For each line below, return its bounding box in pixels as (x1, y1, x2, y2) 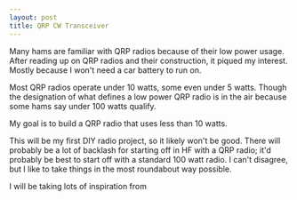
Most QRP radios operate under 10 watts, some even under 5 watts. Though (9, 82, 287, 92)
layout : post (9, 12, 58, 22)
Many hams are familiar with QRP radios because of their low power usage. (9, 45, 285, 56)
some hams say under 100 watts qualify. (9, 100, 157, 111)
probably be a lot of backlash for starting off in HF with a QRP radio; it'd (9, 144, 271, 156)
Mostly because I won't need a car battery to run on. (9, 64, 202, 76)
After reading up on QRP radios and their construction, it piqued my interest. (9, 55, 288, 66)
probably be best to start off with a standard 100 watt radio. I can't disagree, (9, 154, 289, 164)
